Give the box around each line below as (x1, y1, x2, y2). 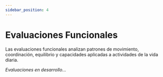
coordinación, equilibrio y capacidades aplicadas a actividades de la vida (5, 51, 158, 57)
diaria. (5, 57, 19, 63)
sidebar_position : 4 (5, 7, 49, 13)
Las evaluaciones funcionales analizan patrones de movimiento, (5, 46, 139, 52)
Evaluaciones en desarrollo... (5, 66, 67, 72)
